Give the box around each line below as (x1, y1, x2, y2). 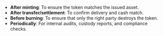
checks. (10, 26, 27, 32)
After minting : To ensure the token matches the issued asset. (10, 5, 139, 10)
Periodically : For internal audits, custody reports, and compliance (10, 20, 148, 26)
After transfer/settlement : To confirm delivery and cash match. (10, 10, 144, 16)
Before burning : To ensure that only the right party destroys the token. (10, 15, 158, 21)
